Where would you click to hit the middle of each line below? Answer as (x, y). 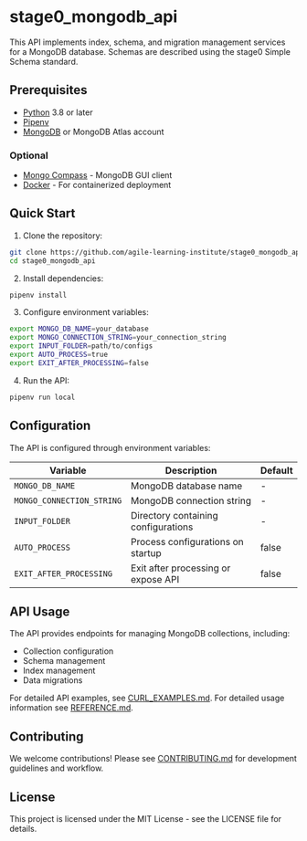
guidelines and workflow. (57, 768)
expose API (155, 579)
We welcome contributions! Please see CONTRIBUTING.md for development (153, 759)
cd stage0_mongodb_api (53, 261)
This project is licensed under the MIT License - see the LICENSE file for (145, 818)
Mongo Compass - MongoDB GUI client (97, 175)
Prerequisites (48, 90)
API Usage (40, 611)
